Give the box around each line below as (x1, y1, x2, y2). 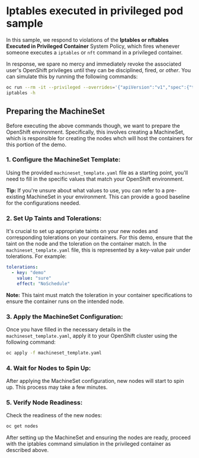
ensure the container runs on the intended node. (6, 298, 124, 305)
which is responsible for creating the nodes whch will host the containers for (6, 134, 193, 141)
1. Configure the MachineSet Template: (6, 156, 121, 164)
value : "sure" (17, 275, 52, 281)
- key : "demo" (11, 269, 46, 276)
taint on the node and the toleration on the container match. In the (6, 240, 167, 247)
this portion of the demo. (6, 141, 67, 148)
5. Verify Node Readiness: (6, 398, 83, 407)
